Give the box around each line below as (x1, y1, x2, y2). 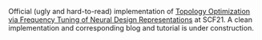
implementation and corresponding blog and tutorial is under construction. (8, 24, 254, 32)
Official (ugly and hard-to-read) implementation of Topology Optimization (8, 7, 251, 16)
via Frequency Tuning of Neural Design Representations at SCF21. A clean (8, 15, 252, 24)
